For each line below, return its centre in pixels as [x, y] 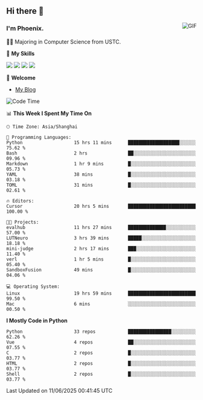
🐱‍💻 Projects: [23, 222]
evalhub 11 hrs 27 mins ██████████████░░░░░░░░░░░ [101, 227]
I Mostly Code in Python [37, 320]
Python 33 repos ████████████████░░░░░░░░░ [101, 332]
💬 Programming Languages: [39, 137]
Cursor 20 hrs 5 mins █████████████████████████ [101, 206]
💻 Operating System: [33, 286]
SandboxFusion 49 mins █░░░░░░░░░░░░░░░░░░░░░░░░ [101, 270]
